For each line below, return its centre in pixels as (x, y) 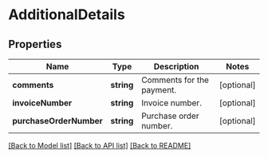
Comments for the (175, 80)
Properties (35, 44)
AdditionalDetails (67, 15)
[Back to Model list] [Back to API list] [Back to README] (100, 146)
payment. (159, 90)
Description (176, 67)
